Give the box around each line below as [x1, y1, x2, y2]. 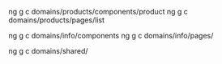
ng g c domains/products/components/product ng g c [8, 7, 189, 16]
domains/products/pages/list [8, 15, 105, 25]
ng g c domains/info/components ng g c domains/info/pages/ [8, 31, 214, 40]
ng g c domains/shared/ [8, 46, 88, 55]
